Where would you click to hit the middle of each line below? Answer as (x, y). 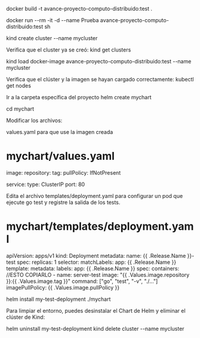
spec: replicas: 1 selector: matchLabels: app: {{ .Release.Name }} (97, 262)
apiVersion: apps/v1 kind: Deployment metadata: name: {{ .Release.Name (96, 255)
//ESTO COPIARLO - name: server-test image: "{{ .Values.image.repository (98, 275)
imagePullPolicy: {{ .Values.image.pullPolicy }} (63, 287)
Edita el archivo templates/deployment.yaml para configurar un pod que (95, 196)
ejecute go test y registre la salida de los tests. (63, 202)
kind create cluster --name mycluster (52, 38)
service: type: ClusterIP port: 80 (46, 184)
